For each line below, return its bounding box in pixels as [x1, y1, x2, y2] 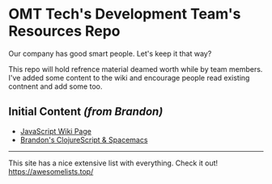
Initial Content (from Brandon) [8, 105, 164, 119]
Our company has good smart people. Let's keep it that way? [8, 48, 212, 58]
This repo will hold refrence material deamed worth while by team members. [8, 64, 263, 73]
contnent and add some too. [8, 82, 103, 91]
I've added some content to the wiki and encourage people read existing [8, 73, 250, 82]
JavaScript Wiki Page [19, 126, 91, 136]
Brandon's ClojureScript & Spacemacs [19, 135, 148, 144]
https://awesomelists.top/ [8, 166, 94, 176]
